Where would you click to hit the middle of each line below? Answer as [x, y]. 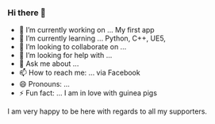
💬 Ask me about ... [49, 64]
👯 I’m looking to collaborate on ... [73, 47]
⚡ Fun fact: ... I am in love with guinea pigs [88, 93]
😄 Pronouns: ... [44, 84]
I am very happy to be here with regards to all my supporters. [107, 111]
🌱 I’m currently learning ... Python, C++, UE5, [92, 38]
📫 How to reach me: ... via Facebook [79, 73]
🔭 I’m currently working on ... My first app [87, 30]
